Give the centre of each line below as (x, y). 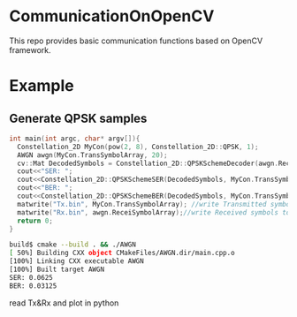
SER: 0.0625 (31, 277)
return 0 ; (35, 221)
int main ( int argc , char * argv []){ (75, 139)
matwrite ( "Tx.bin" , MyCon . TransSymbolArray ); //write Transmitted (142, 204)
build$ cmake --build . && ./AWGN (73, 245)
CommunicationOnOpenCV (112, 16)
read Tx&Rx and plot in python (64, 303)
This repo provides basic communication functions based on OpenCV (136, 41)
